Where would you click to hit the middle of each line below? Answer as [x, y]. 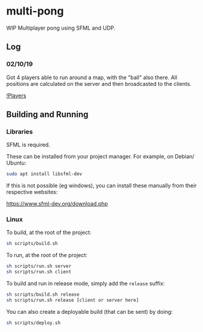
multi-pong [35, 11]
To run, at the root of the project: [47, 255]
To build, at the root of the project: [49, 233]
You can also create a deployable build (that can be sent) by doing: [90, 311]
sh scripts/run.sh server [39, 266]
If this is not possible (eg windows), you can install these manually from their [101, 186]
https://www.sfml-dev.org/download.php [57, 204]
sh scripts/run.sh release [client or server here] [72, 300]
